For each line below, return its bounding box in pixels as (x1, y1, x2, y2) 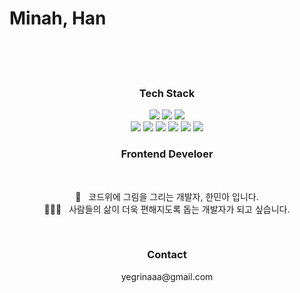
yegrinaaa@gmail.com (120, 270, 214, 282)
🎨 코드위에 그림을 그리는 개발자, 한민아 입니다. (75, 190, 259, 202)
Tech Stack (138, 86, 196, 100)
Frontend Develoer (120, 147, 214, 161)
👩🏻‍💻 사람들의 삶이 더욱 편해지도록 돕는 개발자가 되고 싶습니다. (43, 203, 291, 215)
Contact (147, 248, 187, 262)
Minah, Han (9, 7, 107, 30)
